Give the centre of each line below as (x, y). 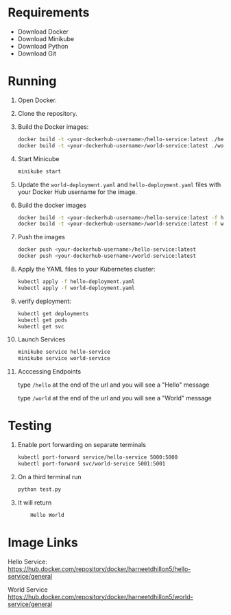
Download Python (43, 46)
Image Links (43, 542)
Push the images (41, 237)
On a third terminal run (49, 477)
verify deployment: (44, 301)
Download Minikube (46, 38)
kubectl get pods (42, 320)
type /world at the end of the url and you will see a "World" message (114, 398)
